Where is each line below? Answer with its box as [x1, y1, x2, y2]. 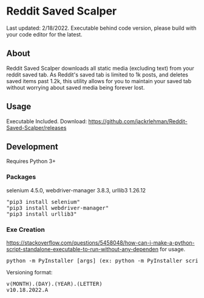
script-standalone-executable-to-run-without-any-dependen [6, 245, 159, 252]
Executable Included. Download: [6, 117, 87, 125]
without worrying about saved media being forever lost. [6, 84, 145, 91]
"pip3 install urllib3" [6, 211, 77, 217]
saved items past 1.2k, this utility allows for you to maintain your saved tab [6, 77, 192, 84]
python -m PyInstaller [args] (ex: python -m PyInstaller [6, 257, 183, 264]
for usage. [160, 245, 186, 252]
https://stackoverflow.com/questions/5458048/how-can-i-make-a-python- [6, 239, 195, 246]
